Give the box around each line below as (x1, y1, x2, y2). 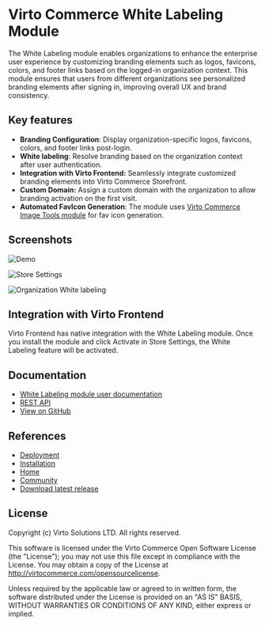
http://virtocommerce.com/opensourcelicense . (8, 568, 161, 578)
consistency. (8, 90, 50, 100)
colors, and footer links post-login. (19, 142, 132, 152)
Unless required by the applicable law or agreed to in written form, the (8, 583, 237, 593)
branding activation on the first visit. (19, 193, 138, 203)
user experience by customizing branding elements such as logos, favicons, (8, 57, 256, 66)
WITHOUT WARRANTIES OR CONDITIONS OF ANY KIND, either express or (8, 600, 252, 610)
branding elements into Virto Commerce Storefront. (19, 176, 187, 186)
